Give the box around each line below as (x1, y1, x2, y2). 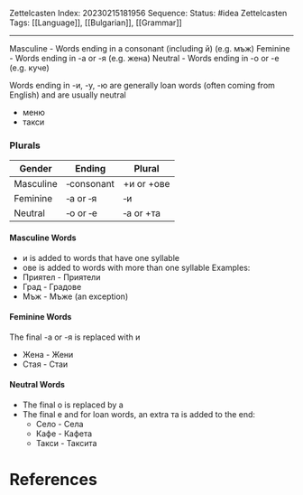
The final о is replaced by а (22, 399, 124, 410)
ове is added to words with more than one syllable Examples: (22, 262, 251, 273)
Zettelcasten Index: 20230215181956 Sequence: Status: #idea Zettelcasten (9, 8, 288, 18)
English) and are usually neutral (9, 89, 126, 100)
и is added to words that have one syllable (22, 252, 180, 263)
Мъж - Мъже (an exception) (22, 291, 129, 302)
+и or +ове (123, 178, 170, 191)
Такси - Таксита (35, 437, 97, 448)
